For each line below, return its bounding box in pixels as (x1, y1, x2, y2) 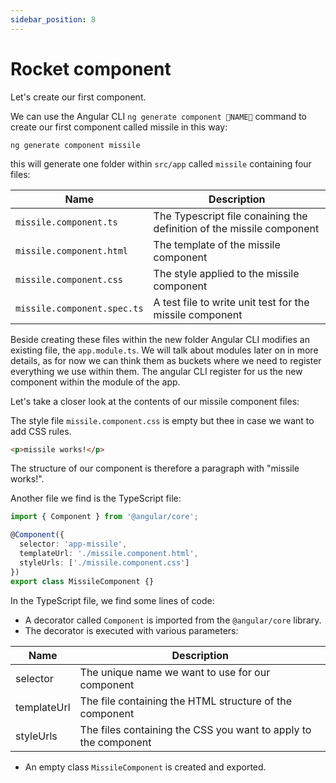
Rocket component (10, 57, 172, 80)
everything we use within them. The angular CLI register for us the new (10, 365, 303, 377)
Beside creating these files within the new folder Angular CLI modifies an (10, 333, 310, 345)
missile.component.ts (15, 216, 118, 228)
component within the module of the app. (10, 376, 181, 388)
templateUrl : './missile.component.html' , (19, 549, 199, 559)
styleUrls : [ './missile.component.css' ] (19, 557, 190, 568)
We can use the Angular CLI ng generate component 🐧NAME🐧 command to (10, 110, 308, 122)
